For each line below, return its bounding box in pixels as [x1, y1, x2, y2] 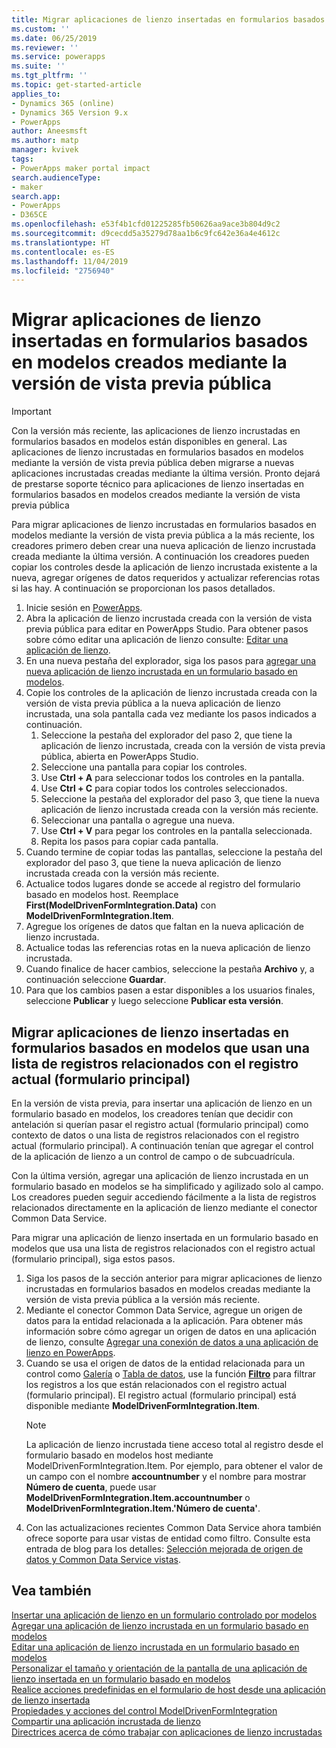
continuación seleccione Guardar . [25, 974, 167, 986]
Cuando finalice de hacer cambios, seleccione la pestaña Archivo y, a [25, 963, 315, 975]
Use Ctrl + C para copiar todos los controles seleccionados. [40, 782, 288, 795]
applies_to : [11, 89, 61, 99]
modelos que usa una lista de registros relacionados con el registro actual [11, 1242, 316, 1254]
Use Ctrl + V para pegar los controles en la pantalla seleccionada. [40, 825, 313, 837]
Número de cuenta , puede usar [25, 1481, 157, 1493]
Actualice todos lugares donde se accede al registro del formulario [25, 878, 301, 890]
